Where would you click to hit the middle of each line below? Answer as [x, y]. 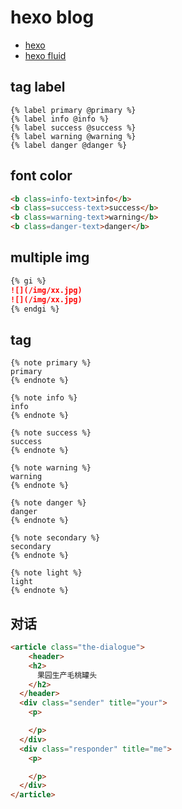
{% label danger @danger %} [69, 145]
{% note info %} [44, 398]
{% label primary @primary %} [73, 110]
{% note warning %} [51, 468]
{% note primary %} [51, 363]
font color [41, 176]
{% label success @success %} [73, 127]
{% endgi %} [35, 309]
